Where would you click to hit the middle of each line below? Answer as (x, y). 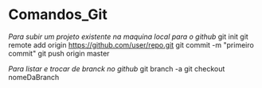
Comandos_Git (58, 15)
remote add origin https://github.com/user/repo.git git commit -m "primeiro (131, 44)
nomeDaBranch (34, 77)
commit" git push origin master (59, 53)
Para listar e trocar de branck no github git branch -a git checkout (117, 68)
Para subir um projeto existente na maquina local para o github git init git (128, 36)
